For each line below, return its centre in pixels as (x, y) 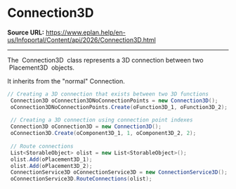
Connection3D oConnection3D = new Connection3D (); (86, 127)
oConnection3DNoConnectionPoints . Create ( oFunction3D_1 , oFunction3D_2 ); (119, 107)
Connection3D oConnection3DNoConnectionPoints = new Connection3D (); (114, 100)
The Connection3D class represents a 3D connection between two (105, 60)
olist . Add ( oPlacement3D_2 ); (51, 166)
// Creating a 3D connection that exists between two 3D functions (108, 94)
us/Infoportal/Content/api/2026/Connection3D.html (81, 39)
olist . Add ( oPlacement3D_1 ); (51, 159)
